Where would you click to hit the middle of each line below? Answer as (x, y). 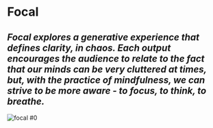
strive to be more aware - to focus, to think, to (107, 91)
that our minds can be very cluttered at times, (107, 69)
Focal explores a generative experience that (103, 37)
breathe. (26, 101)
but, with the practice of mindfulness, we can (106, 80)
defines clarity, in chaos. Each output (89, 48)
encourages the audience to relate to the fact (106, 59)
